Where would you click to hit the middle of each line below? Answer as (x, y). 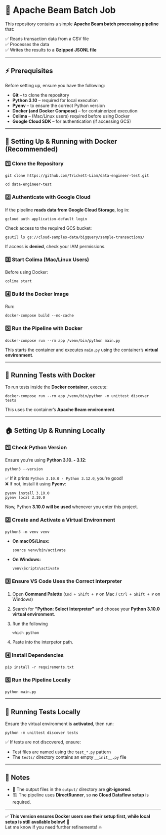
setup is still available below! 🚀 (38, 822)
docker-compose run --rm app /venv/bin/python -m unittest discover (77, 396)
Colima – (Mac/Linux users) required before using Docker (71, 116)
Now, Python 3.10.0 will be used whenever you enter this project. (72, 507)
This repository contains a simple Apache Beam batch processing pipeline (82, 24)
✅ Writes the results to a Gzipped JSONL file (51, 50)
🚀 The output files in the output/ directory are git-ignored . (72, 789)
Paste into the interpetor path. (42, 642)
